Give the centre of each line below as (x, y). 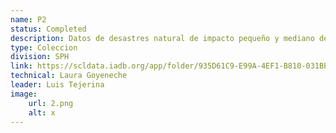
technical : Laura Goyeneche (69, 76)
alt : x (42, 112)
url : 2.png (51, 103)
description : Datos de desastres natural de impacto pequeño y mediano (162, 38)
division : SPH (40, 57)
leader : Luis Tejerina (57, 85)
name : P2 (28, 19)
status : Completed (48, 29)
